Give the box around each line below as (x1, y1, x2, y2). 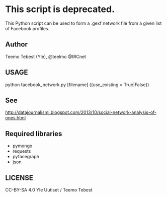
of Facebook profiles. (5, 25, 49, 31)
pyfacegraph (12, 154, 39, 160)
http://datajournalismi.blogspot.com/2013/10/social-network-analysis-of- (5, 109, 157, 115)
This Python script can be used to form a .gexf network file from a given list (5, 20, 162, 26)
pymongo (12, 143, 33, 149)
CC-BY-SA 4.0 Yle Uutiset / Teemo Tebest (5, 187, 93, 192)
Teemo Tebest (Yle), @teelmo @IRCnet (5, 53, 87, 59)
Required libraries (5, 129, 62, 138)
